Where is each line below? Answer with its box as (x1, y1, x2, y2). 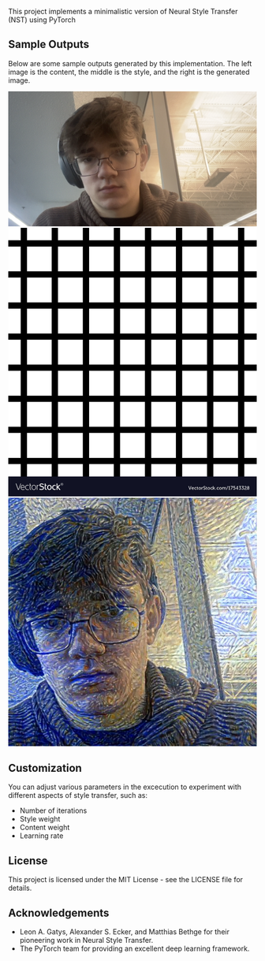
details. (8, 883, 32, 893)
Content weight (19, 823, 70, 832)
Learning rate (19, 831, 64, 840)
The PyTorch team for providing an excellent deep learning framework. (19, 944, 250, 953)
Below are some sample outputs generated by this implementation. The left (8, 58, 252, 68)
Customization (8, 761, 83, 775)
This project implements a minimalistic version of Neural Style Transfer (8, 7, 238, 16)
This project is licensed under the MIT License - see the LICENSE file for (8, 875, 243, 885)
